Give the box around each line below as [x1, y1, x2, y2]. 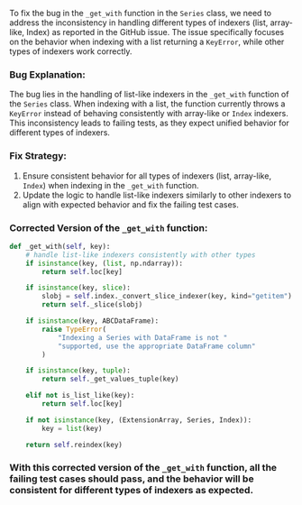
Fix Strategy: [9, 150, 68, 162]
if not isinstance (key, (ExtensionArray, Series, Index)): [25, 415, 252, 425]
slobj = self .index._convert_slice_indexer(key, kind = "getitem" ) [41, 292, 293, 301]
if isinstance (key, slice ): [25, 283, 131, 292]
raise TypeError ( [41, 325, 106, 334]
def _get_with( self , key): [9, 242, 111, 251]
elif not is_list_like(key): [25, 391, 135, 400]
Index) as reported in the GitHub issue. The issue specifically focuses [26, 27, 285, 37]
